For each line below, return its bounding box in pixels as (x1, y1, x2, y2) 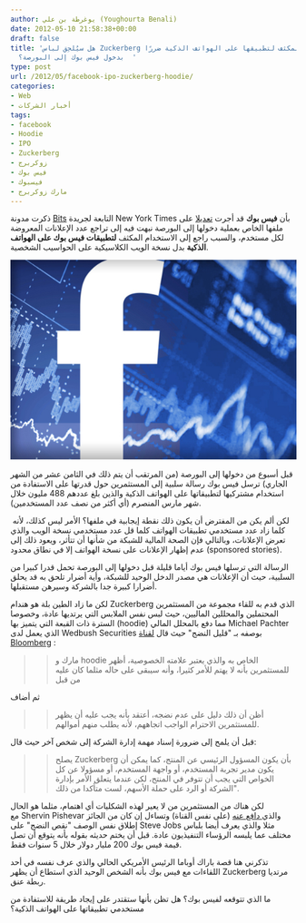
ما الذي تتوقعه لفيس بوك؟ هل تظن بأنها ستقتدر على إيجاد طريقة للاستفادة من (10, 894, 271, 905)
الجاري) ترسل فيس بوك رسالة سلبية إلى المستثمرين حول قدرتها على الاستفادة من (10, 478, 289, 489)
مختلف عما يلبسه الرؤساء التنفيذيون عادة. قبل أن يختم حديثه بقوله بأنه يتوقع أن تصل (10, 830, 291, 840)
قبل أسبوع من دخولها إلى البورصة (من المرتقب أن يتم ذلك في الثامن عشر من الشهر (10, 468, 293, 480)
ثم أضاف (10, 692, 40, 702)
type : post (10, 63, 52, 72)
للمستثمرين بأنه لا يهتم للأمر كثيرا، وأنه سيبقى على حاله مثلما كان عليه (54, 664, 290, 675)
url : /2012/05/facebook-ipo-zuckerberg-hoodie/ (10, 73, 194, 82)
